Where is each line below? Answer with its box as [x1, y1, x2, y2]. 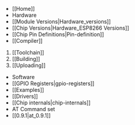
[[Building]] [11, 56, 40, 62]
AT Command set [11, 106, 55, 112]
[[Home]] [11, 5, 35, 12]
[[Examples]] [11, 86, 44, 93]
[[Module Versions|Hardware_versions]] [11, 18, 111, 25]
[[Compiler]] [11, 37, 43, 44]
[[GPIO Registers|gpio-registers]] [11, 80, 95, 87]
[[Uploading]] [11, 62, 46, 69]
